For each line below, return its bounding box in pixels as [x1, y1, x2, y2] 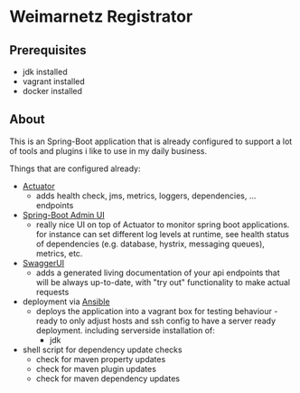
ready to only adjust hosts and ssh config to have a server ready [35, 315, 277, 326]
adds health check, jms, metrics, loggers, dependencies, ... [35, 190, 257, 201]
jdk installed [22, 66, 68, 77]
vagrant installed [22, 76, 86, 87]
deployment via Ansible [22, 296, 110, 307]
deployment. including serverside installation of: [35, 324, 215, 336]
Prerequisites [9, 43, 87, 58]
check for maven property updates [35, 353, 166, 364]
